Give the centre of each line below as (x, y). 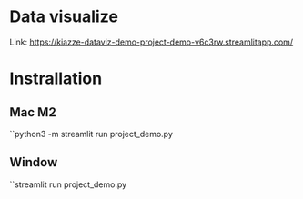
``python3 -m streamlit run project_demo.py (91, 134)
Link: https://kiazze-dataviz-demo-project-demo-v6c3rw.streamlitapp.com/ (151, 42)
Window (34, 162)
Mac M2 (33, 112)
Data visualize (64, 17)
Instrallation (56, 79)
